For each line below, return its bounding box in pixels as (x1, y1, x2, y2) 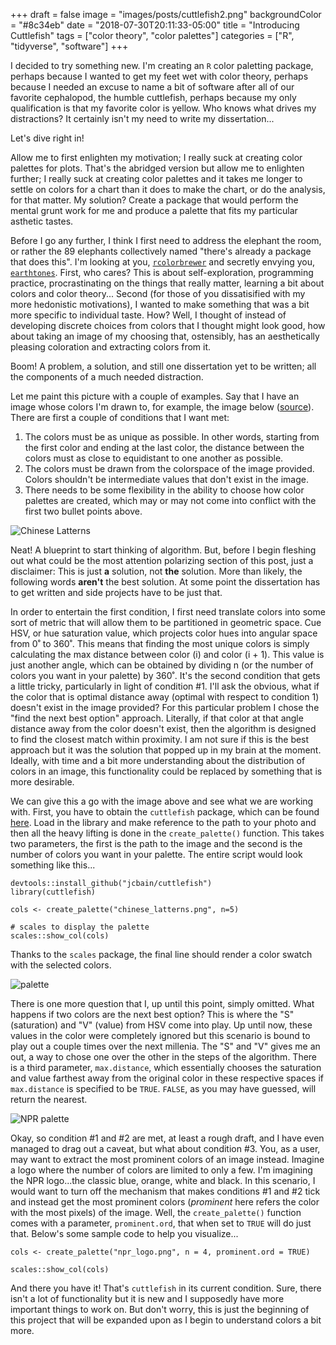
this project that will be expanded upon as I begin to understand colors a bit (10, 1314, 322, 1326)
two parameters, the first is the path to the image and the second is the (10, 838, 303, 849)
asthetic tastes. (10, 215, 74, 227)
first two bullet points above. (24, 505, 143, 517)
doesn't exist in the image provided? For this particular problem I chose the (10, 702, 320, 713)
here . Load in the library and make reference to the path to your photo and (10, 817, 317, 828)
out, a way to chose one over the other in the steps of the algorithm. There (10, 1051, 318, 1063)
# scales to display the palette (10, 922, 150, 932)
